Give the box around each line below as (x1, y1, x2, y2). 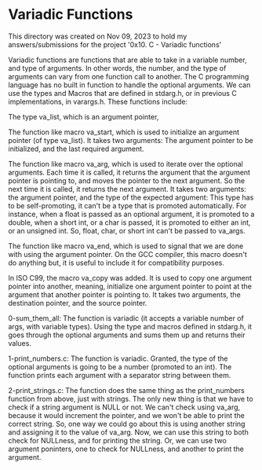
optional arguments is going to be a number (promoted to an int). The (8, 362, 232, 371)
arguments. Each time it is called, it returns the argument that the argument (8, 167, 251, 177)
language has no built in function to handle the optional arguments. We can (8, 80, 251, 90)
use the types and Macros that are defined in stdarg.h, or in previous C (8, 88, 237, 97)
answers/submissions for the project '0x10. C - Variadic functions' (8, 39, 222, 49)
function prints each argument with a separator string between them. (8, 370, 231, 380)
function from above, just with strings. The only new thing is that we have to (8, 394, 253, 403)
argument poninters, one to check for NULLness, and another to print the (8, 444, 245, 453)
